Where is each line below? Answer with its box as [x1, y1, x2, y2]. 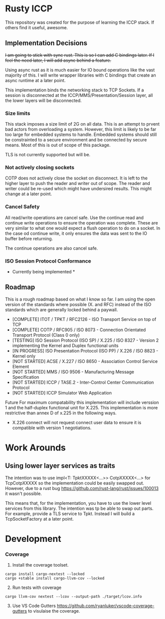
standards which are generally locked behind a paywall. [5, 307, 118, 312]
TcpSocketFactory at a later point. [5, 516, 74, 522]
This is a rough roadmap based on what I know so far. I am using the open [5, 296, 156, 302]
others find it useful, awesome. [5, 24, 68, 30]
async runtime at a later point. [5, 77, 66, 83]
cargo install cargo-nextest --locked [5, 572, 85, 576]
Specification [12, 374, 39, 380]
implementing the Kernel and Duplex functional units [12, 342, 119, 349]
